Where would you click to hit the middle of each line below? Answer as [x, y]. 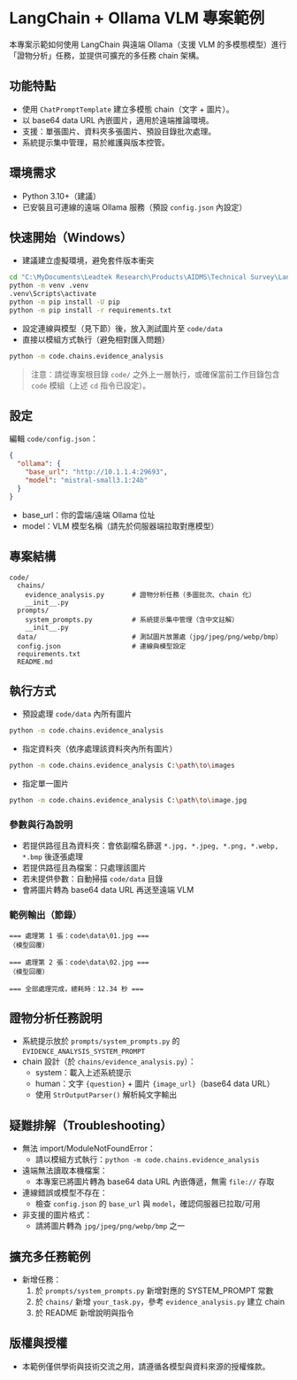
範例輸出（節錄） [46, 915]
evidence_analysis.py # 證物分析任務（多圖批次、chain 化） [141, 594]
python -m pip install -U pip [65, 302]
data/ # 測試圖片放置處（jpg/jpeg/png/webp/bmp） [150, 637]
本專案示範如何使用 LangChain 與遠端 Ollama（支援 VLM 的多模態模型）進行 [148, 44]
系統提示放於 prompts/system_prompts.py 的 [101, 1041]
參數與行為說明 [41, 825]
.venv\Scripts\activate [53, 294]
